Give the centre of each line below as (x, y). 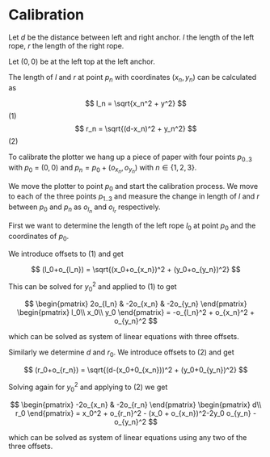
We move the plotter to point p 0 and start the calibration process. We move (133, 187)
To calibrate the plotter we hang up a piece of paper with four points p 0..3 (131, 157)
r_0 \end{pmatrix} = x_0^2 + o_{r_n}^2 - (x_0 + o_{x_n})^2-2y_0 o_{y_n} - (136, 413)
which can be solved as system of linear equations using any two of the (128, 437)
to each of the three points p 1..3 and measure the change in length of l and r (134, 197)
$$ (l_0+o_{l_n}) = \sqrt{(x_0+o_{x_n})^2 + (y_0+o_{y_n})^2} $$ (136, 269)
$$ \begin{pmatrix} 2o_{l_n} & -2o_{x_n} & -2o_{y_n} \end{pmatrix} (136, 304)
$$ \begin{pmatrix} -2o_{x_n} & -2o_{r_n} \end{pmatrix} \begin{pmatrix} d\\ (136, 405)
